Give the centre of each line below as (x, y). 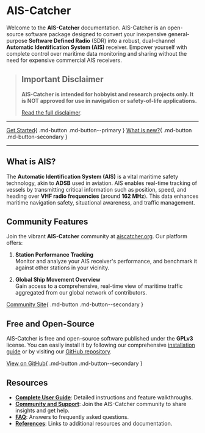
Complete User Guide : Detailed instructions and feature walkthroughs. (104, 397)
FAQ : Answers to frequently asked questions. (72, 417)
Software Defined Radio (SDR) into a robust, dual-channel (102, 40)
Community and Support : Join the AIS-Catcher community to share (101, 404)
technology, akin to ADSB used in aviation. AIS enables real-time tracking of (102, 183)
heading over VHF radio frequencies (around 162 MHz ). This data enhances (103, 196)
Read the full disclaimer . (52, 112)
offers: (15, 243)
